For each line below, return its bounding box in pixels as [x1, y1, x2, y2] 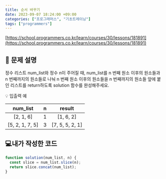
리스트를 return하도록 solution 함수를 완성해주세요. [10, 83, 109, 89]
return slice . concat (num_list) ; [9, 165, 77, 170]
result [59, 105, 74, 112]
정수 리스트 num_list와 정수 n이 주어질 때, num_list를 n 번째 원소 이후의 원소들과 [5, 70, 161, 76]
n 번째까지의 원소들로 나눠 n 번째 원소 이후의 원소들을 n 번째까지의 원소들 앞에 [5, 76, 156, 82]
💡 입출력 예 [5, 93, 27, 99]
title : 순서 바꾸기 [5, 7, 40, 12]
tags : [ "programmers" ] [5, 21, 52, 26]
